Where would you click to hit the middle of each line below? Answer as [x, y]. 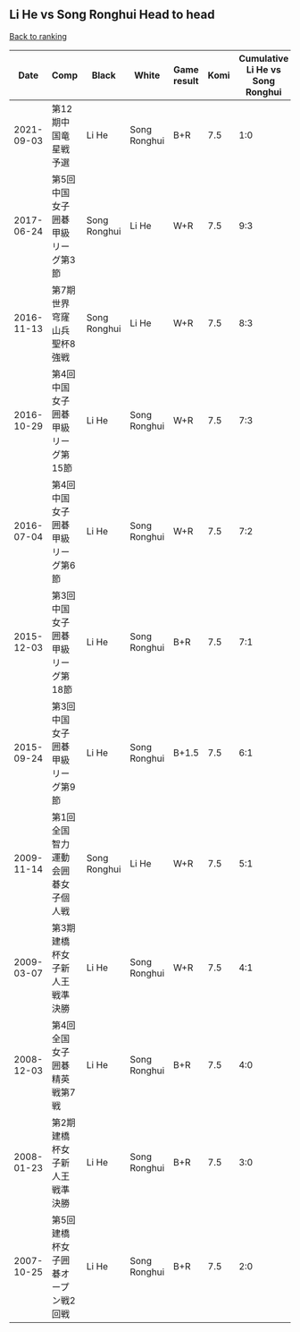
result [186, 81]
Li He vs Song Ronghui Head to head [112, 15]
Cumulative [264, 58]
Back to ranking [38, 36]
